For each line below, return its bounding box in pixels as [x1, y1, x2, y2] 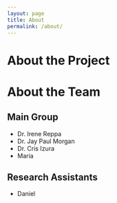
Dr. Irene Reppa [17, 129, 62, 138]
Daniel [17, 190, 36, 198]
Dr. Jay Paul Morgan [17, 137, 75, 145]
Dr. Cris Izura [17, 144, 55, 152]
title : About [7, 17, 45, 23]
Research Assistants [7, 171, 98, 183]
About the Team [7, 84, 101, 100]
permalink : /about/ [7, 23, 63, 30]
